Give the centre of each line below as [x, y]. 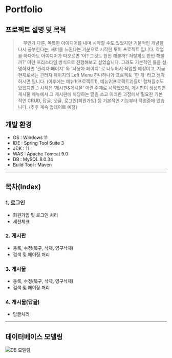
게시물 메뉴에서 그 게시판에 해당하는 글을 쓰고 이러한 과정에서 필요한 [85, 94]
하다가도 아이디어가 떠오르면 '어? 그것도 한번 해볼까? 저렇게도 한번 [89, 56]
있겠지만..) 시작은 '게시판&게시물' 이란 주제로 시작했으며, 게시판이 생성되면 [92, 88]
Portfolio [24, 9]
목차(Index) [23, 187]
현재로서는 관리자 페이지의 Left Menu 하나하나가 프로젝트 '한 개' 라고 [87, 75]
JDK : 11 [21, 148]
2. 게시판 [16, 236]
